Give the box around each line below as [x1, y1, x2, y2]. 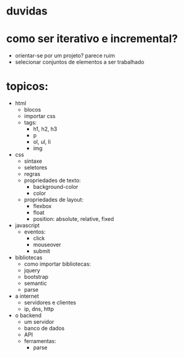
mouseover [33, 241, 62, 249]
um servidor [24, 318, 54, 326]
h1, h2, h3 [33, 125, 57, 133]
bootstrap [24, 273, 49, 281]
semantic [24, 280, 47, 287]
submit [33, 247, 50, 255]
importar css [24, 113, 56, 120]
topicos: [6, 80, 49, 93]
